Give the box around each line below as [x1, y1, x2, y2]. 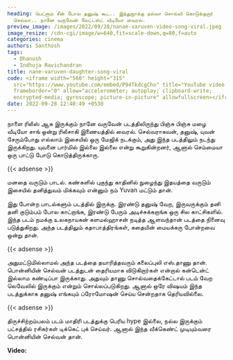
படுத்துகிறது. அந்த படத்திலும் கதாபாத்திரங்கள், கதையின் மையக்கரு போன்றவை [7, 223, 215, 231]
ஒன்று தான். [7, 230, 40, 239]
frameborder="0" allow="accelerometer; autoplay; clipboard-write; [13, 87, 213, 94]
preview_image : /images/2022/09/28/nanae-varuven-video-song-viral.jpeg [7, 23, 222, 30]
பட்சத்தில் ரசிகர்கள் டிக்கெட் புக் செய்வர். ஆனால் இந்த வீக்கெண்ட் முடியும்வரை [7, 324, 212, 333]
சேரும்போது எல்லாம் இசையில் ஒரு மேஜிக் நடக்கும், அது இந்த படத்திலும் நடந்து [7, 135, 216, 143]
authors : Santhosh [7, 42, 60, 49]
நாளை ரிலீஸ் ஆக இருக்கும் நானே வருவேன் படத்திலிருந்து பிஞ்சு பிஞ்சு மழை [7, 119, 207, 128]
